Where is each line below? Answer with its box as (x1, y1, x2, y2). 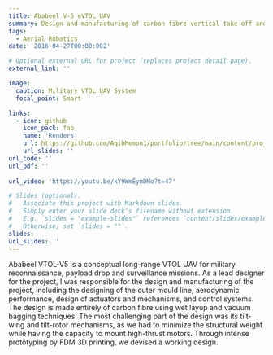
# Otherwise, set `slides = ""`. (8, 221, 129, 230)
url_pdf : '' (8, 162, 49, 170)
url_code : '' (8, 154, 53, 163)
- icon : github (15, 116, 67, 125)
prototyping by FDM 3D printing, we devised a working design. (8, 337, 219, 347)
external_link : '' (8, 64, 71, 73)
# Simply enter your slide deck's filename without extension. (8, 207, 234, 216)
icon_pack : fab (23, 124, 75, 133)
